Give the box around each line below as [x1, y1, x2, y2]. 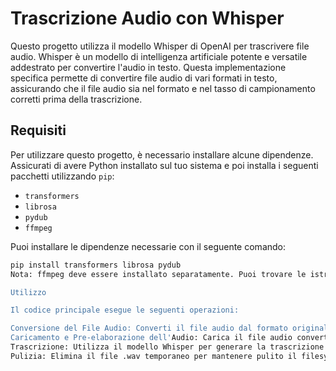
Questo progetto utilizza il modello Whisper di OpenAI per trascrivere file [10, 40, 310, 52]
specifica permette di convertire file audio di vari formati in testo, [10, 72, 278, 84]
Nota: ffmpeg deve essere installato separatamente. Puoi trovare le [10, 269, 307, 279]
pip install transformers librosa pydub [10, 260, 182, 270]
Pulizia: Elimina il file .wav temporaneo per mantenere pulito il [10, 351, 298, 361]
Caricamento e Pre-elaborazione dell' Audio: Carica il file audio [10, 333, 293, 343]
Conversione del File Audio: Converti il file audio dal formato [10, 323, 288, 334]
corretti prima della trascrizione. [10, 93, 143, 105]
